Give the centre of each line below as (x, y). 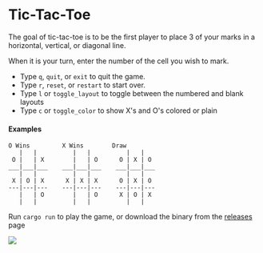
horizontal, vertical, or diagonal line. (67, 45)
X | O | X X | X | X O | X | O (82, 181)
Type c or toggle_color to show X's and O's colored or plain (118, 110)
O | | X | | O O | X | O (82, 160)
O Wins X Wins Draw (68, 146)
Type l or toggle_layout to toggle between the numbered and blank (131, 93)
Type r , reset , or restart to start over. (83, 85)
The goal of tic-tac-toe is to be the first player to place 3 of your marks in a (132, 37)
